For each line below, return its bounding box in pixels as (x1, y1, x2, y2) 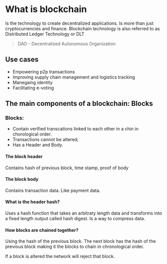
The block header (5, 154, 43, 160)
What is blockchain (5, 4, 87, 15)
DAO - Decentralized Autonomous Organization (17, 40, 116, 46)
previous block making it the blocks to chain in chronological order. (5, 243, 144, 250)
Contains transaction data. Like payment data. (5, 187, 101, 193)
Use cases (5, 55, 39, 64)
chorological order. (12, 131, 52, 137)
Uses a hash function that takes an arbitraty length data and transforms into (5, 210, 162, 216)
